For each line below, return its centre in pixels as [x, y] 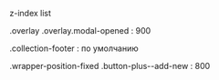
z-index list [31, 13]
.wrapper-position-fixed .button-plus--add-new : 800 [110, 66]
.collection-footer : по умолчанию [74, 48]
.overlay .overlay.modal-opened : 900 [80, 30]
